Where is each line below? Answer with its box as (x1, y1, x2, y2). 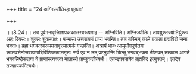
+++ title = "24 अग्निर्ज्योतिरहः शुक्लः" (6, 6, 85, 12)
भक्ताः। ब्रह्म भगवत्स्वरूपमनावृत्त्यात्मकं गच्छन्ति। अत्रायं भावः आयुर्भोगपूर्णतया (6, 42, 145, 49)
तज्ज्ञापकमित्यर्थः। (6, 62, 39, 69)
